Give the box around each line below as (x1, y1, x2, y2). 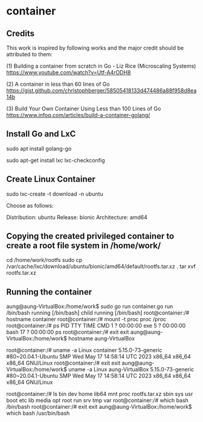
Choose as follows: (6, 202, 54, 209)
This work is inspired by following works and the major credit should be (6, 44, 184, 51)
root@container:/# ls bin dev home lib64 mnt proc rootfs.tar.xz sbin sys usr (6, 391, 193, 398)
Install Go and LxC (6, 129, 76, 139)
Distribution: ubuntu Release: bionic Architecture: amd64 (6, 213, 148, 221)
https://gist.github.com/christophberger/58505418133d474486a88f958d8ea (6, 87, 197, 94)
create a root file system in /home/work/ (6, 240, 161, 251)
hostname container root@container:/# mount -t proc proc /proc (6, 316, 167, 323)
